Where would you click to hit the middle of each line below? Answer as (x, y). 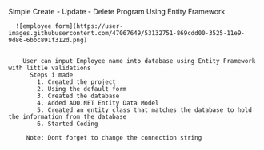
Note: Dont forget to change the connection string (114, 138)
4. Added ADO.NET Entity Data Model (98, 103)
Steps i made (51, 75)
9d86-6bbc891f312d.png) (48, 40)
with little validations (50, 68)
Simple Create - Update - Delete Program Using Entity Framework (117, 12)
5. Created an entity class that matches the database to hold (144, 110)
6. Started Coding (68, 124)
